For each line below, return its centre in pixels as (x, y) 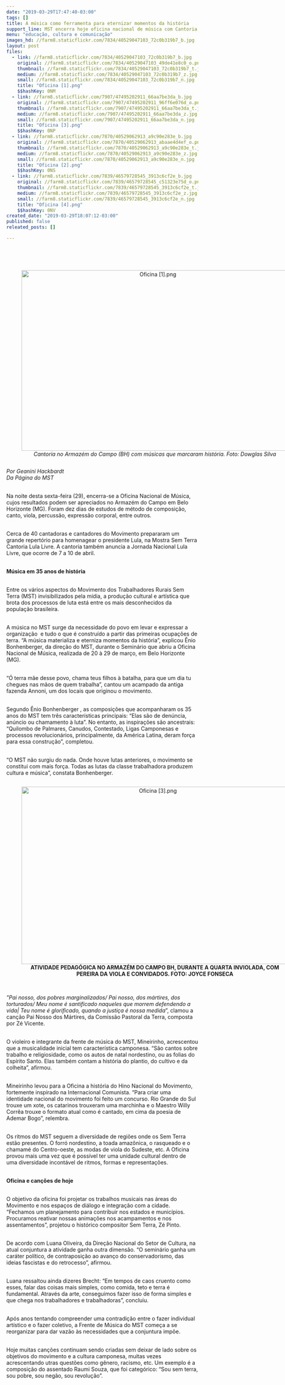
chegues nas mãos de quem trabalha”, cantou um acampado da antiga (95, 684)
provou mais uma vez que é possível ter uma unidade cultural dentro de (96, 1156)
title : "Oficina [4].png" (50, 205)
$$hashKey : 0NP (37, 131)
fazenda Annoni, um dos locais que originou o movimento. (79, 691)
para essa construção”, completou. (50, 742)
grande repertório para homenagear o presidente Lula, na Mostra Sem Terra (102, 540)
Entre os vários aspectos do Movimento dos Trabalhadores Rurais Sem (95, 589)
